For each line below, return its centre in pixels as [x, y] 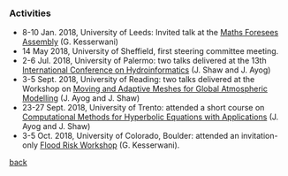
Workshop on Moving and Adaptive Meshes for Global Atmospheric [144, 89]
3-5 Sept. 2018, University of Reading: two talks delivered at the [138, 80]
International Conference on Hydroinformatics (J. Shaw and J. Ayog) [146, 70]
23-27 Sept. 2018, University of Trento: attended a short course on [143, 108]
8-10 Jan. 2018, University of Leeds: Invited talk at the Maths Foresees [150, 33]
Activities [30, 13]
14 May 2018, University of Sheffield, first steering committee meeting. [150, 51]
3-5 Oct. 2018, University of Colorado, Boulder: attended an [131, 136]
